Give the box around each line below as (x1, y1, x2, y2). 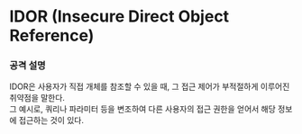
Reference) (9, 25, 95, 46)
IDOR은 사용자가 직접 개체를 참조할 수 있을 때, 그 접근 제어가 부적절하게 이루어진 (9, 81, 290, 92)
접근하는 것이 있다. (18, 115, 84, 126)
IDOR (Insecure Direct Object (9, 6, 230, 27)
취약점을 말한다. (9, 93, 66, 103)
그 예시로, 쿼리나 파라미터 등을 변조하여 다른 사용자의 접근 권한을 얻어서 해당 (9, 103, 277, 114)
